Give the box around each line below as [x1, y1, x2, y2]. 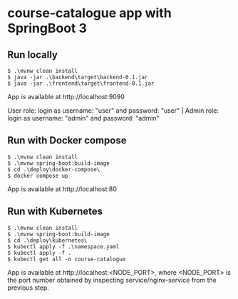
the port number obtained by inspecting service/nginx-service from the [7, 275, 217, 284]
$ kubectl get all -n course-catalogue [7, 255, 126, 263]
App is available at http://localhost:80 [7, 184, 118, 193]
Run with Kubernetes [7, 206, 103, 218]
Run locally [7, 49, 58, 61]
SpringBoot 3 [7, 20, 88, 36]
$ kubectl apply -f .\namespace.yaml [7, 243, 120, 250]
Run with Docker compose [7, 134, 127, 147]
